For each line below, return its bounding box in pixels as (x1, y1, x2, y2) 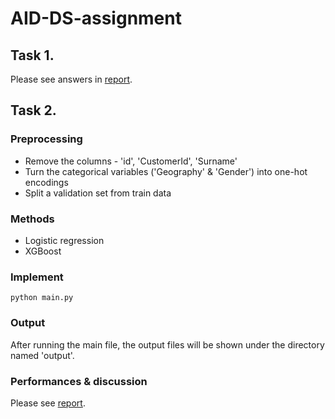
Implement (10, 270, 64, 284)
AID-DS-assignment (10, 7, 182, 30)
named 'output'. (10, 349, 75, 361)
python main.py (10, 293, 74, 303)
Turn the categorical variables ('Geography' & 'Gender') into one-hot (24, 165, 308, 177)
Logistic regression (24, 234, 105, 246)
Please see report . (10, 397, 86, 409)
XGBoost (24, 245, 62, 257)
